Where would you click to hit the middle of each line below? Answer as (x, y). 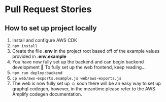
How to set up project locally (51, 28)
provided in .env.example (39, 56)
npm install (25, 46)
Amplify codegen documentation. (47, 94)
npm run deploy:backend (37, 73)
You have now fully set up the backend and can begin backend (78, 62)
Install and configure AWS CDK (44, 40)
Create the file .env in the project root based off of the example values (86, 51)
